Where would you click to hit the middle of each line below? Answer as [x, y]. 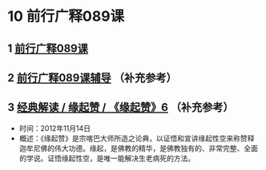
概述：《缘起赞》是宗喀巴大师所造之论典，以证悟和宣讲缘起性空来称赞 [133, 138]
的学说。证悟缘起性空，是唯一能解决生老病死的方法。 [107, 158]
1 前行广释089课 [48, 48]
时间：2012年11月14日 [55, 128]
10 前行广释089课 [66, 16]
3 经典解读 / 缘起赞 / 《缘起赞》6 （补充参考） [121, 107]
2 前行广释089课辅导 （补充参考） [92, 78]
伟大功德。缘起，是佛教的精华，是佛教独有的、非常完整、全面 [156, 148]
